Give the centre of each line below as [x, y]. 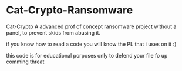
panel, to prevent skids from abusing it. [53, 32]
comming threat [25, 62]
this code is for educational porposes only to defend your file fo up [87, 55]
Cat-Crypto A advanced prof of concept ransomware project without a [91, 26]
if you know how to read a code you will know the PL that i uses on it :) [91, 44]
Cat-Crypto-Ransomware [70, 10]
